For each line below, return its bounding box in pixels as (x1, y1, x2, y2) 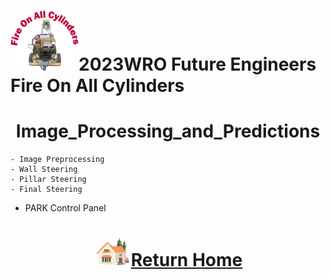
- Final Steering (10, 185, 83, 195)
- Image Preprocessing (10, 155, 105, 165)
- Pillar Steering (10, 175, 87, 185)
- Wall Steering (10, 165, 78, 175)
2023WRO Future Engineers (78, 53, 317, 76)
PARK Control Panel (24, 202, 107, 214)
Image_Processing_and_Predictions (15, 120, 321, 143)
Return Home (130, 249, 243, 272)
